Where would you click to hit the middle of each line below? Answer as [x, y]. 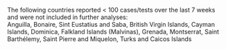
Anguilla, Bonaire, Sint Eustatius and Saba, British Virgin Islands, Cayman [111, 24]
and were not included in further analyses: [68, 17]
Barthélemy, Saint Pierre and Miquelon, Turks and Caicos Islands [99, 39]
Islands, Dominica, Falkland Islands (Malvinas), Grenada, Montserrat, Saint [113, 32]
